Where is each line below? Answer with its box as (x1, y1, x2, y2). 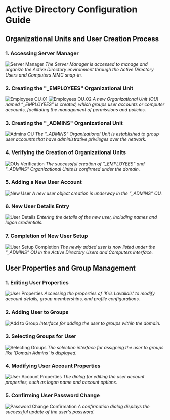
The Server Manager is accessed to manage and (45, 61, 148, 67)
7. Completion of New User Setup (5, 232, 88, 239)
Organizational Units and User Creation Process (5, 34, 159, 43)
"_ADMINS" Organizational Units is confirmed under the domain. (5, 166, 140, 172)
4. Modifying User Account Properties (5, 362, 101, 369)
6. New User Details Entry (5, 203, 70, 210)
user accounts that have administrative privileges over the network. (5, 136, 147, 142)
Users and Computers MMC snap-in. (5, 72, 82, 78)
